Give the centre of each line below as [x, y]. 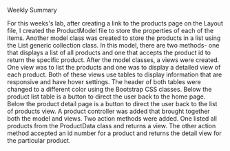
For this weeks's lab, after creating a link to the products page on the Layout [115, 23]
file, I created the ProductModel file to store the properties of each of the [111, 31]
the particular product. [39, 140]
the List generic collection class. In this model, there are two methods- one [113, 45]
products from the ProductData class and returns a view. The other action [112, 126]
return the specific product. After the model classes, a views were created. [113, 60]
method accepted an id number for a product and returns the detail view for [114, 133]
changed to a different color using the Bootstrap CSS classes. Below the [109, 89]
